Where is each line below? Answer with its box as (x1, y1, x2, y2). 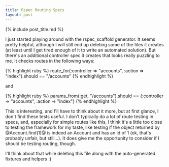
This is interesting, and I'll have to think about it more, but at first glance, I (5, 108, 159, 114)
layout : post (5, 12, 33, 17)
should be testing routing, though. (5, 141, 76, 147)
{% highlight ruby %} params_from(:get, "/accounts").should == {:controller (5, 93, 164, 99)
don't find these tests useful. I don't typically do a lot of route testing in (5, 113, 154, 120)
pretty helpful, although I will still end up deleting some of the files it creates (5, 41, 164, 47)
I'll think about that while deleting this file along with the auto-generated (5, 150, 156, 156)
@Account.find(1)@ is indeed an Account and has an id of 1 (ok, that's (5, 129, 151, 135)
